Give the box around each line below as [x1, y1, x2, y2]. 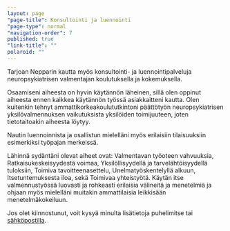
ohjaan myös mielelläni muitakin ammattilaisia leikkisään [7, 188, 166, 197]
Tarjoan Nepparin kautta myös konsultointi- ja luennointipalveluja [7, 67, 192, 76]
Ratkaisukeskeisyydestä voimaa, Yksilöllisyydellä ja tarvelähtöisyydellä [7, 159, 208, 167]
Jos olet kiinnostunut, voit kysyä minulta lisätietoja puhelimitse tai [7, 208, 193, 217]
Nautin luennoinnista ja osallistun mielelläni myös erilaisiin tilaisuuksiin [7, 130, 206, 139]
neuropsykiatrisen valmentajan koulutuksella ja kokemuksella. [7, 74, 183, 83]
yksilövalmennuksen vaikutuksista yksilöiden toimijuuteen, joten [7, 110, 189, 118]
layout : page [7, 10, 45, 17]
